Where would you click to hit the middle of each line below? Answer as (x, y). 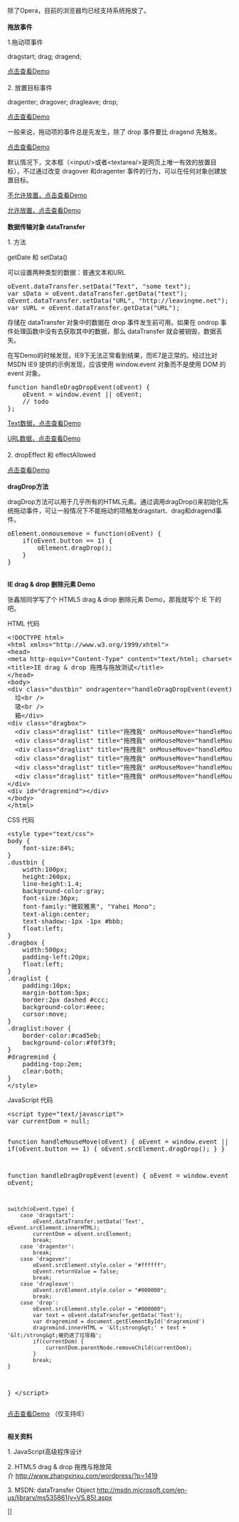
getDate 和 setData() (37, 257)
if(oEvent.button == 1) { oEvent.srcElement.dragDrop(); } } (116, 1149)
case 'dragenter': (47, 1246)
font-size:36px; (51, 898)
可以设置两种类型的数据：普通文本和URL (67, 272)
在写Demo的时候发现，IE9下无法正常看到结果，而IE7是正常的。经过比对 (112, 355)
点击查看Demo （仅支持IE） (48, 1413)
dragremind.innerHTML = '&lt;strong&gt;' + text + (110, 1328)
